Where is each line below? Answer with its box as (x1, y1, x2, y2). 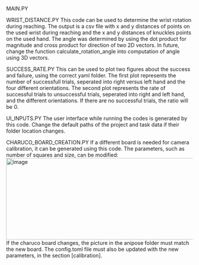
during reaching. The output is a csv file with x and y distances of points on (6, 23, 190, 30)
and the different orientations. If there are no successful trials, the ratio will (6, 97, 188, 104)
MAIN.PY (6, 5, 28, 12)
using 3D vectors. (6, 54, 49, 61)
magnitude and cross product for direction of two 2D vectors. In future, (6, 41, 179, 49)
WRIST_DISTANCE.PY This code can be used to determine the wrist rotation (6, 17, 192, 23)
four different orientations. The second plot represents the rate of (6, 85, 166, 91)
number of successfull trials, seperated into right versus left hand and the (6, 78, 185, 85)
